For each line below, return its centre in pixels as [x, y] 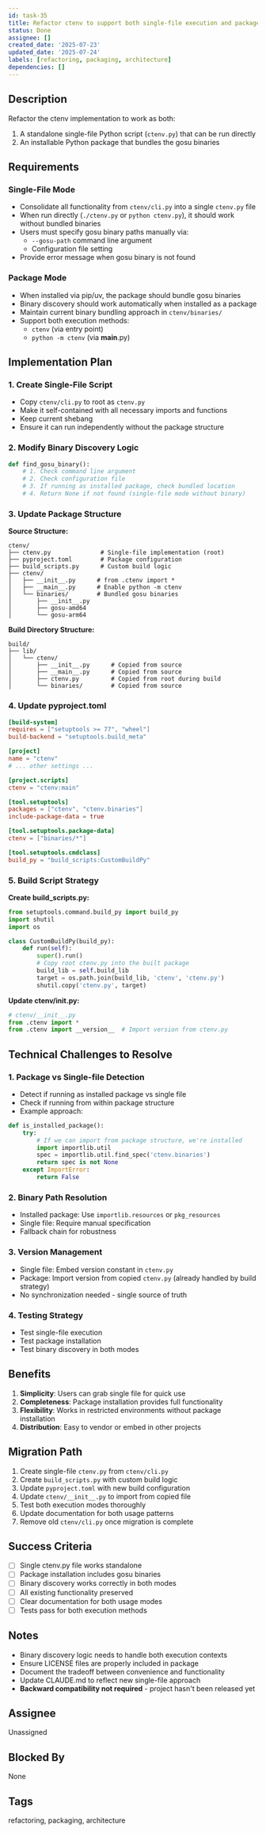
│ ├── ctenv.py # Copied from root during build [115, 679]
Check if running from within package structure [97, 1102]
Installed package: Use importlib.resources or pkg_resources [120, 1215]
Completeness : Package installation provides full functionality [121, 1401]
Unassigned [28, 1732]
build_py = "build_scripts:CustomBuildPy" [79, 860]
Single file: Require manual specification [85, 1223]
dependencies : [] [37, 67]
